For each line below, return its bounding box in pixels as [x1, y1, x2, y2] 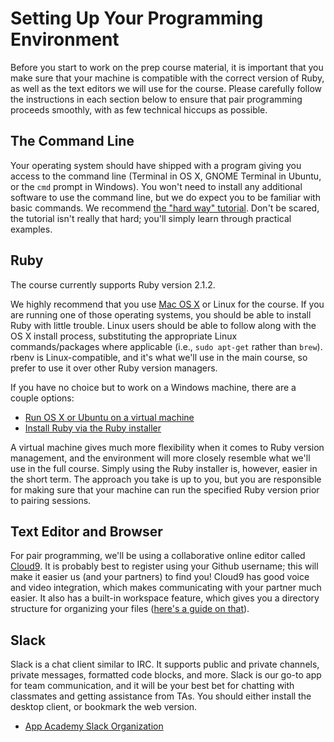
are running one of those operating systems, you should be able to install [10, 308, 312, 321]
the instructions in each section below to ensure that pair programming [10, 93, 303, 105]
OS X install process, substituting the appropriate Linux [10, 330, 238, 342]
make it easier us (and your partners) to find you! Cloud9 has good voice [10, 571, 310, 583]
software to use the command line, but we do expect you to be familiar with [10, 191, 321, 203]
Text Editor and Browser [10, 523, 163, 540]
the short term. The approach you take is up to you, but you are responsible [10, 473, 322, 485]
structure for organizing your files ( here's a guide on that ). [10, 603, 250, 615]
